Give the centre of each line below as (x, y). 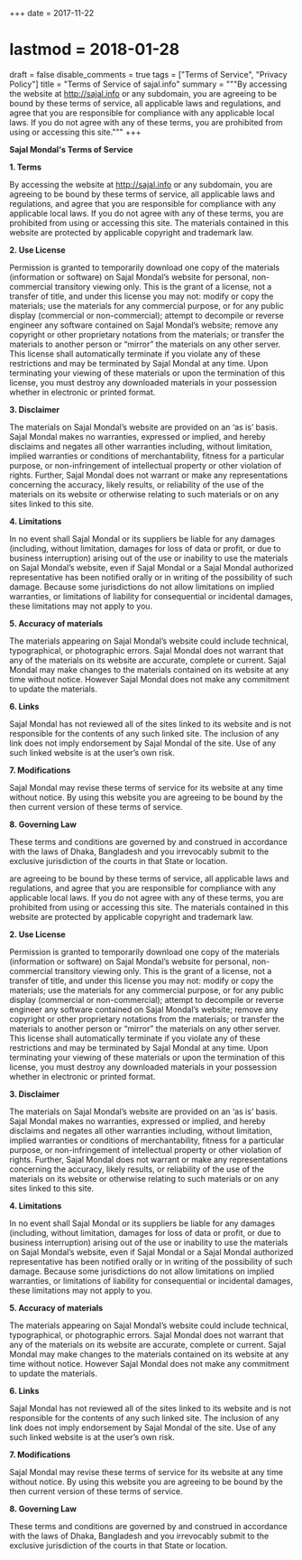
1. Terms (26, 167)
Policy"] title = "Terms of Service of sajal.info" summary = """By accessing (148, 84)
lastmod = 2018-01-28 (95, 50)
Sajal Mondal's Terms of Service (71, 149)
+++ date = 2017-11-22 (52, 13)
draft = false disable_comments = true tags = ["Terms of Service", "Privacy (148, 74)
